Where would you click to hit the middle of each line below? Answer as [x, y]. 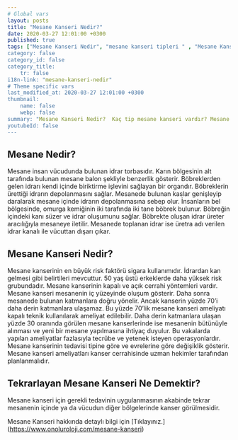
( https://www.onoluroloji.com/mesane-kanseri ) [76, 429]
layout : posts [28, 21]
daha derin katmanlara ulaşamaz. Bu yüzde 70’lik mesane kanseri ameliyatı [117, 308]
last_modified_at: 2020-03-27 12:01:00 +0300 [75, 93]
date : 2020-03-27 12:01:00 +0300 [57, 34]
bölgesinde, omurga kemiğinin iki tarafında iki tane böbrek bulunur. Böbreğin [119, 209]
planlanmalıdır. [28, 361]
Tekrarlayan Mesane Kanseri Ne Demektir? [104, 383]
